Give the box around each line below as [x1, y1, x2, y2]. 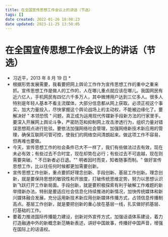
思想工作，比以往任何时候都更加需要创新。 [12, 163, 101, 169]
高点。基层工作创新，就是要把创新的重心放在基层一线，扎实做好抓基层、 [12, 201, 163, 207]
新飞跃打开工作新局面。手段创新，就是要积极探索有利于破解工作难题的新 [12, 182, 163, 188]
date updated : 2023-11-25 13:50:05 [5, 21, 80, 27]
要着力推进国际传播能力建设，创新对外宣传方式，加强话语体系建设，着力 [12, 214, 163, 220]
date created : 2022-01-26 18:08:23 [5, 17, 80, 22]
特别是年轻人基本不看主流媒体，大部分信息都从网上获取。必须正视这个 [12, 100, 159, 106]
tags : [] [5, 12, 24, 17]
